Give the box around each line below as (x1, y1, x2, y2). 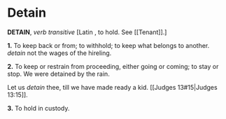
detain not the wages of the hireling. (7, 49, 112, 57)
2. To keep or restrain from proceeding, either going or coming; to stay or (7, 62, 219, 70)
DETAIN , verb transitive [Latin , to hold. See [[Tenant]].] (7, 28, 167, 36)
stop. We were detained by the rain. (7, 70, 110, 78)
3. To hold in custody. (7, 104, 70, 112)
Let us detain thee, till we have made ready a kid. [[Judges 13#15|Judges (7, 83, 218, 91)
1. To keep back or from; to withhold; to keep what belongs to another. (7, 41, 210, 49)
